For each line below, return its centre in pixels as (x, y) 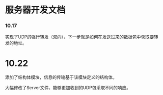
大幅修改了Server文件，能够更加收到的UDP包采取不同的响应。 (68, 88)
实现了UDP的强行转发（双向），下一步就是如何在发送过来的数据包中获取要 (80, 37)
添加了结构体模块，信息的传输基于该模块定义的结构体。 (61, 77)
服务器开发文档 (35, 10)
